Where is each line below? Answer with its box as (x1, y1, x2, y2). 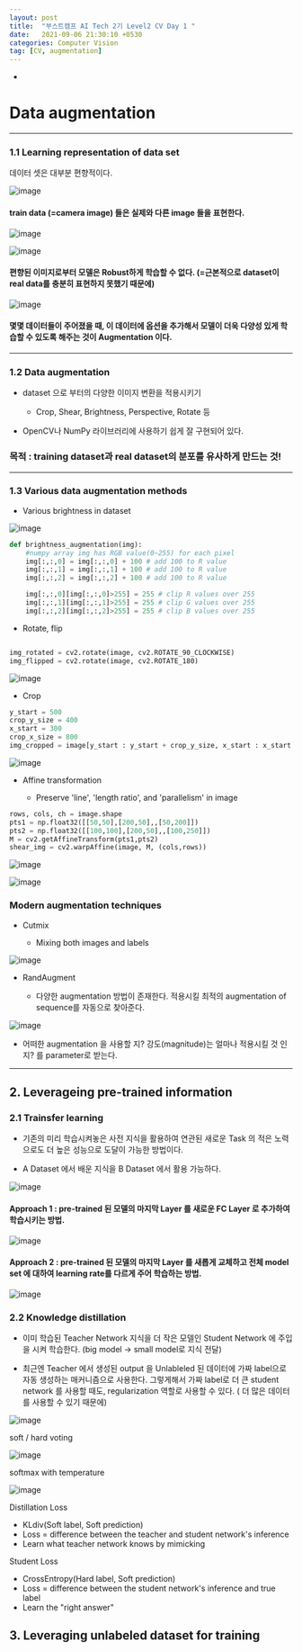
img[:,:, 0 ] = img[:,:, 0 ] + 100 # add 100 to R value (25, 557, 227, 566)
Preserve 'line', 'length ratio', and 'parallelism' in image (35, 792, 238, 803)
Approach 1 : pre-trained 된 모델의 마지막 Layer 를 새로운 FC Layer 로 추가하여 (9, 1203, 290, 1214)
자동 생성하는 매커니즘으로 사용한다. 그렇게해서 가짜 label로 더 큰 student (22, 1374, 280, 1386)
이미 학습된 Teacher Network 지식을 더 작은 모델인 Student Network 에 (22, 1333, 277, 1343)
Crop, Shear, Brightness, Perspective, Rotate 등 (35, 407, 211, 417)
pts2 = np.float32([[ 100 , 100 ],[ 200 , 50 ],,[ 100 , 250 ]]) (9, 826, 211, 835)
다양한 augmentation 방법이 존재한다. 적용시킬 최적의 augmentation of (35, 991, 287, 1001)
